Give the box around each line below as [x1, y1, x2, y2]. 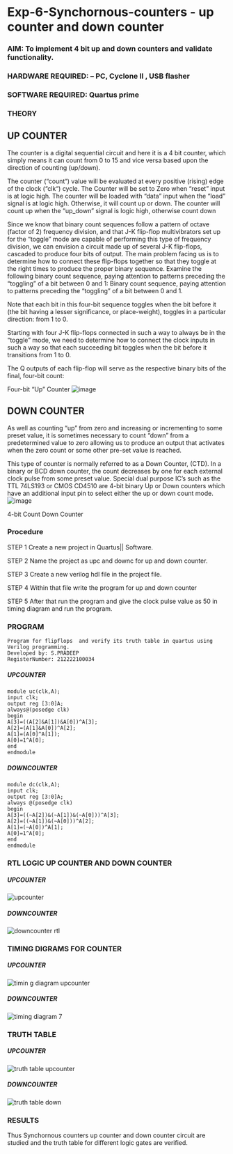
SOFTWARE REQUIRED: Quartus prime [7, 90, 139, 100]
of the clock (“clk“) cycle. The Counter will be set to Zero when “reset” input [7, 184, 225, 192]
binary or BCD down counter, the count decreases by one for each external [7, 467, 223, 475]
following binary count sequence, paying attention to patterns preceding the [7, 272, 226, 280]
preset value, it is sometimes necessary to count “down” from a [7, 431, 189, 439]
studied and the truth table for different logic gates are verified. [7, 1138, 188, 1146]
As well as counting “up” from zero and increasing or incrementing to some [7, 423, 223, 432]
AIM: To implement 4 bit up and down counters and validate [7, 44, 213, 54]
